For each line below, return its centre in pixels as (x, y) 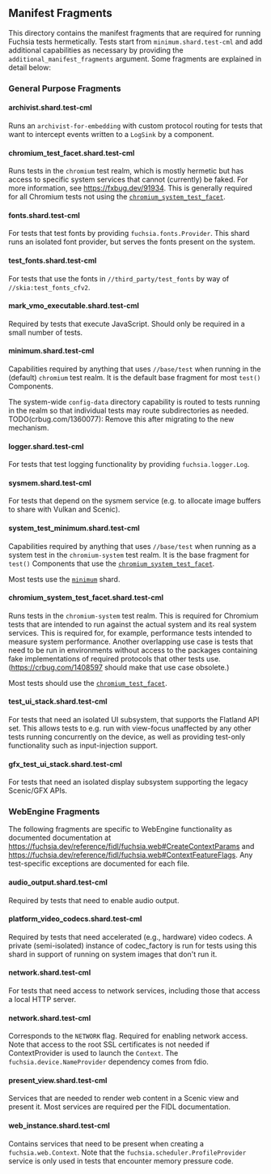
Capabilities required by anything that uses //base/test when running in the (135, 369)
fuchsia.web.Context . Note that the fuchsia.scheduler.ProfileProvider (127, 1152)
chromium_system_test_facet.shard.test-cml (86, 598)
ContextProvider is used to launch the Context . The (93, 1053)
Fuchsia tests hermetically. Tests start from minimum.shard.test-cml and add (135, 41)
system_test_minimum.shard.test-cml (74, 528)
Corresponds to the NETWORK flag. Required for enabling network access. (128, 1036)
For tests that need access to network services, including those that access (134, 991)
